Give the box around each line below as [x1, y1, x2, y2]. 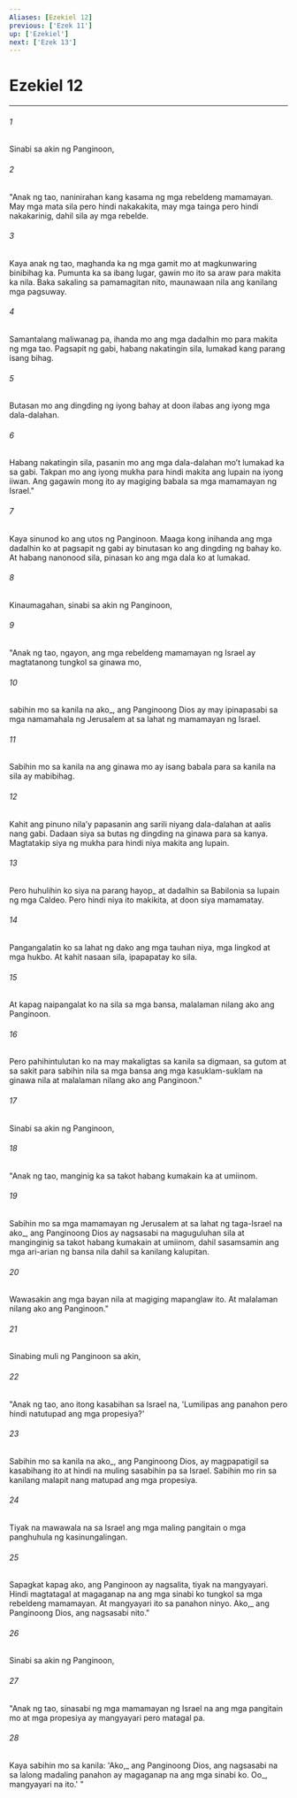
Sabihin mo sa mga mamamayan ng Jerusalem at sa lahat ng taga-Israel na [9, 1218, 283, 1229]
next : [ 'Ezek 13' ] [9, 37, 77, 47]
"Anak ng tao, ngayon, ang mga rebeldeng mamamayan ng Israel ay [9, 648, 256, 658]
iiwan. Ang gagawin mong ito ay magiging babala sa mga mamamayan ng [9, 476, 277, 487]
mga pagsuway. [9, 286, 67, 296]
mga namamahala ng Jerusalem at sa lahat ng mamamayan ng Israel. [9, 714, 261, 725]
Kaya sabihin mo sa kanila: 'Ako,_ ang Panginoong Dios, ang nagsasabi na [9, 1760, 278, 1771]
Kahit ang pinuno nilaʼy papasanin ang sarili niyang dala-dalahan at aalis [9, 818, 271, 829]
